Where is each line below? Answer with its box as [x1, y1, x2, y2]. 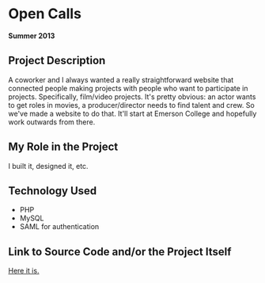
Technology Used [8, 184, 97, 197]
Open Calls [8, 5, 81, 23]
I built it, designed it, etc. [8, 161, 89, 170]
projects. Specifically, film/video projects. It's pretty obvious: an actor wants [8, 92, 256, 101]
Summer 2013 [8, 31, 55, 40]
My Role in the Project [8, 140, 119, 154]
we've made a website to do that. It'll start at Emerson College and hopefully [8, 109, 257, 118]
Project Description [8, 54, 106, 67]
